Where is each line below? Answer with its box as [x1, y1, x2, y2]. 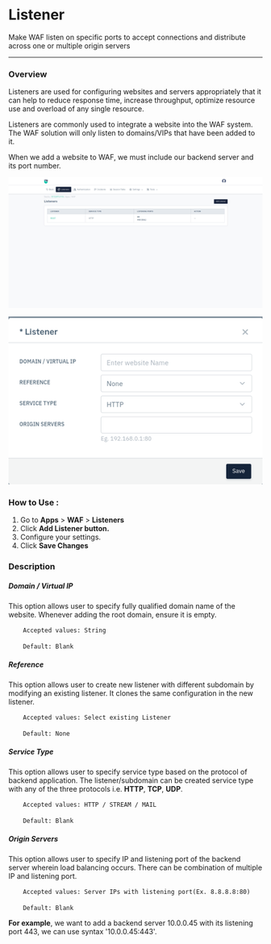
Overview [8, 69, 48, 80]
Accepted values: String [23, 626, 106, 634]
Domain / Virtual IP [8, 580, 73, 590]
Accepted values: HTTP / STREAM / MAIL [23, 801, 157, 809]
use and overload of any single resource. [8, 104, 144, 114]
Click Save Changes [19, 541, 89, 551]
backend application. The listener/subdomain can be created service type [8, 776, 254, 785]
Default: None [23, 730, 70, 738]
